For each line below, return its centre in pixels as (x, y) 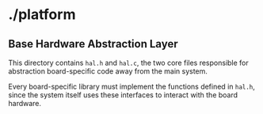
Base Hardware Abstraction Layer (93, 44)
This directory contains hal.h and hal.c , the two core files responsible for (129, 63)
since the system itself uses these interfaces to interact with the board (123, 95)
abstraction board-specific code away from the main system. (108, 71)
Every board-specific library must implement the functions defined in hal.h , (132, 86)
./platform (42, 15)
